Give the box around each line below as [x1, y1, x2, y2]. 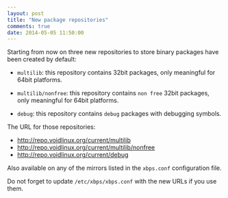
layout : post [7, 10, 45, 17]
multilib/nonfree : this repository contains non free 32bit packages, [16, 89, 210, 97]
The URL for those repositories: [7, 123, 96, 131]
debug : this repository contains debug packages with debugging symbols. [16, 110, 222, 118]
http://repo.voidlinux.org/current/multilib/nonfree [16, 143, 155, 151]
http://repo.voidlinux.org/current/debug [16, 151, 129, 159]
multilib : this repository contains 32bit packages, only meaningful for [16, 69, 216, 77]
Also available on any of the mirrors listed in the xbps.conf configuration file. [7, 164, 222, 172]
